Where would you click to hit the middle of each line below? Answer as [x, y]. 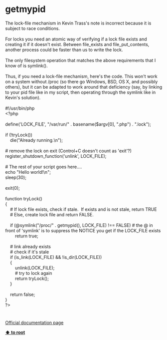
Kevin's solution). [23, 97]
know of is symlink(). [27, 66]
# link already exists [30, 246]
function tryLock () [24, 198]
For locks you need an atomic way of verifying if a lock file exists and [76, 39]
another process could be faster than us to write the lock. [64, 50]
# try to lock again [33, 273]
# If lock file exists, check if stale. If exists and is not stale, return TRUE [83, 209]
